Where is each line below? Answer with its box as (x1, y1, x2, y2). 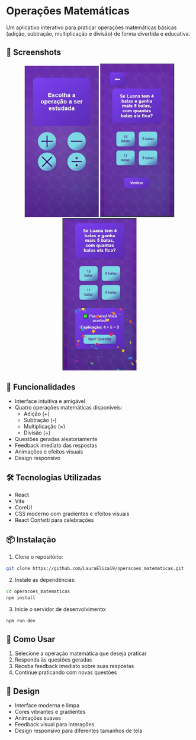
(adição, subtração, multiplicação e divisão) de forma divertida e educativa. (6, 30, 191, 37)
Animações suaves (14, 714, 61, 722)
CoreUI (14, 504, 33, 511)
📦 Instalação (6, 534, 56, 544)
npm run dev (6, 618, 36, 624)
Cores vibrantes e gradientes (14, 708, 86, 716)
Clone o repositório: (14, 553, 63, 560)
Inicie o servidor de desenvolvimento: (14, 605, 107, 613)
